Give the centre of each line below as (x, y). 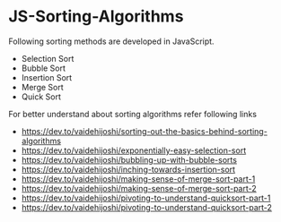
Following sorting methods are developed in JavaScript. (111, 41)
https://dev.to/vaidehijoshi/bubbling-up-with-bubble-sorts (129, 159)
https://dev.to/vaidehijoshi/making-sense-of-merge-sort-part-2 (139, 188)
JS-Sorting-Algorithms (96, 17)
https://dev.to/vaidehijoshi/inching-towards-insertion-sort (128, 169)
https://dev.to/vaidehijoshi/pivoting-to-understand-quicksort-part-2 (147, 207)
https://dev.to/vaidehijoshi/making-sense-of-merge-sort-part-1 (138, 179)
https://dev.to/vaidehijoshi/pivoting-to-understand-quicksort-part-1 (146, 198)
